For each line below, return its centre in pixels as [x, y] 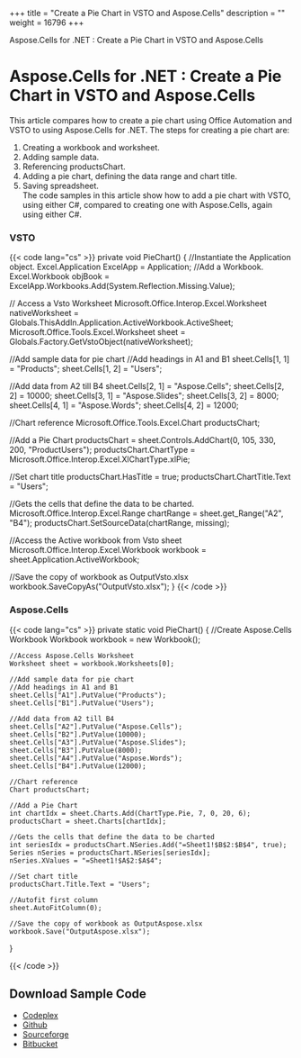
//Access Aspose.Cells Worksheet [72, 656]
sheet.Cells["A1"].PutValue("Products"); [88, 695]
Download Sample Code [78, 994]
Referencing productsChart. [74, 167]
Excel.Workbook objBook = [60, 276]
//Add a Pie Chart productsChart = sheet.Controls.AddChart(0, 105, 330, [143, 440]
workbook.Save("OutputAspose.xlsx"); [80, 931]
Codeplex [40, 1016]
